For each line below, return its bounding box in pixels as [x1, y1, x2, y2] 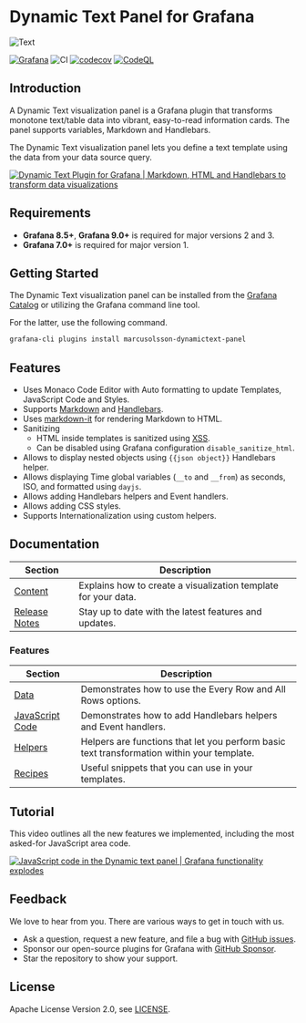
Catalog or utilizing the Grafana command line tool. [9, 299, 200, 311]
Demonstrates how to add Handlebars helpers [80, 709, 278, 722]
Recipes [14, 768, 48, 780]
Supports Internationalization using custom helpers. [22, 511, 217, 522]
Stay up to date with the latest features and [78, 604, 262, 617]
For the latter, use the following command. [9, 317, 168, 328]
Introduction [9, 80, 82, 97]
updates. [78, 616, 117, 629]
